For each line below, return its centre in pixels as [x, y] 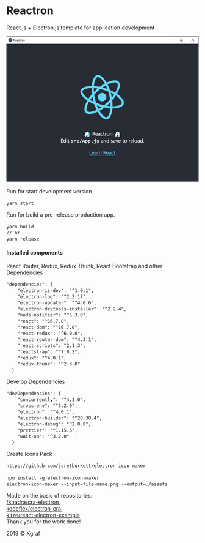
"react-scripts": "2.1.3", [52, 346]
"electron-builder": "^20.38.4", [60, 418]
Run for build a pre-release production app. [61, 215]
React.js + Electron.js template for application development [81, 28]
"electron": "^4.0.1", [46, 412]
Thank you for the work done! [44, 522]
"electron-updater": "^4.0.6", [57, 303]
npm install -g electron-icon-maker [53, 478]
